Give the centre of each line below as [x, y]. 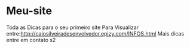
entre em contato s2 [31, 40]
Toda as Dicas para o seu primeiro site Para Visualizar [73, 27]
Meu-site [29, 11]
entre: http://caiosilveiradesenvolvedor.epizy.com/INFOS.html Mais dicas [95, 33]
